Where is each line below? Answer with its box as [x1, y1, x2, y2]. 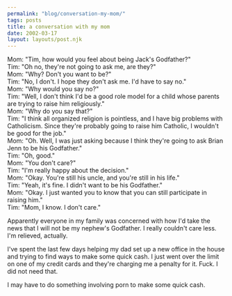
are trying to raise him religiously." [7, 100, 105, 108]
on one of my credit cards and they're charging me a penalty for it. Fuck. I [7, 260, 218, 268]
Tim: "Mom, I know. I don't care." [7, 203, 101, 212]
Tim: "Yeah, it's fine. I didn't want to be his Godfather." [7, 181, 163, 189]
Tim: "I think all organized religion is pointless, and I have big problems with [7, 114, 224, 123]
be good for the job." [7, 130, 67, 138]
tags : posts [7, 17, 42, 24]
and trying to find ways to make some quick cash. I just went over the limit [7, 252, 219, 261]
